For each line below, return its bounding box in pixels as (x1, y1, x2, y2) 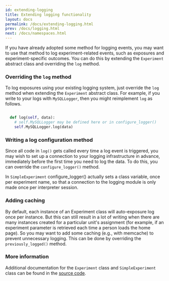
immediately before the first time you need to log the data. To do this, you (5, 158, 158, 164)
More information (5, 253, 49, 260)
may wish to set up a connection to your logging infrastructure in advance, (5, 153, 160, 159)
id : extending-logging (5, 7, 53, 13)
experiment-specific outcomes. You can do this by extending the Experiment (5, 55, 164, 61)
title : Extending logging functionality (5, 12, 92, 17)
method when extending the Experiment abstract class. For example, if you (5, 90, 160, 96)
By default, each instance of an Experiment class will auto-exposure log (5, 208, 155, 214)
